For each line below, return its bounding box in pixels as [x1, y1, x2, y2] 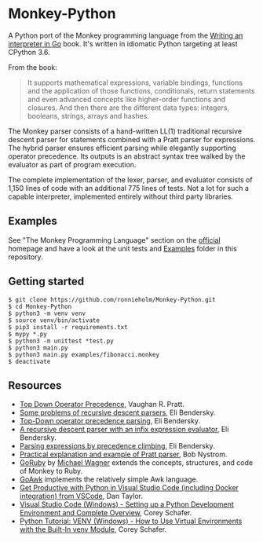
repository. [8, 252, 43, 262]
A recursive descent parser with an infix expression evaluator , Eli [19, 425, 229, 434]
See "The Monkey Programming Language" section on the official [8, 235, 221, 244]
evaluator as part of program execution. [8, 159, 137, 169]
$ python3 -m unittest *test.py [8, 337, 114, 345]
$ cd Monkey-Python [8, 302, 72, 310]
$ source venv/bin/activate [8, 316, 100, 324]
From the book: [8, 62, 57, 71]
